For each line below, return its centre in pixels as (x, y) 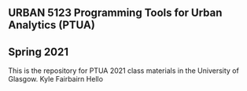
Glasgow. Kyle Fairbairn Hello (56, 79)
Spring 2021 (39, 51)
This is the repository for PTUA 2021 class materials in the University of (124, 71)
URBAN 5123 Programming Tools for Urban (115, 13)
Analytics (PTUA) (52, 25)
